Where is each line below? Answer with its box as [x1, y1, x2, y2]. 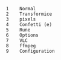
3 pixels [5, 16, 36, 22]
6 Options [5, 32, 39, 38]
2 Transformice [5, 11, 53, 17]
